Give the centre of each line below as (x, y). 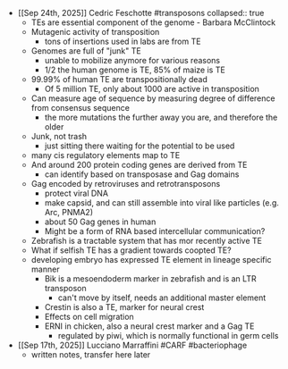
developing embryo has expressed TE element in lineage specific (151, 260)
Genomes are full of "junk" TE (86, 51)
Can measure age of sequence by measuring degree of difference (153, 98)
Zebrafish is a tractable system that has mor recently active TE (146, 241)
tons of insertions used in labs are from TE (123, 41)
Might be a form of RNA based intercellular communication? (155, 231)
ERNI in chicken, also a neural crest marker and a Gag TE (149, 326)
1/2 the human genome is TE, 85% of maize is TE (135, 70)
